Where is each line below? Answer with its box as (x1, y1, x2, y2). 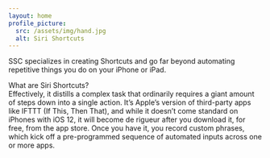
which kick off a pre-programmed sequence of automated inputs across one (8, 132, 262, 142)
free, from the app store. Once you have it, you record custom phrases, (8, 123, 245, 133)
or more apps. (8, 140, 55, 150)
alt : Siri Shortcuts (15, 34, 85, 43)
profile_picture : (8, 19, 67, 27)
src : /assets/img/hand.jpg (15, 27, 106, 35)
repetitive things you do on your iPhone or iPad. (8, 65, 167, 75)
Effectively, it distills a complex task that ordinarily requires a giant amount (8, 89, 255, 99)
